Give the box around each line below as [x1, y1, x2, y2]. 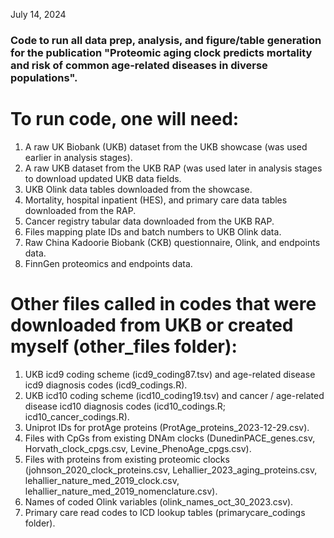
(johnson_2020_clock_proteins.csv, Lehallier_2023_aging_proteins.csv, [24, 464, 318, 476]
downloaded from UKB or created [10, 314, 294, 337]
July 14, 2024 [10, 9, 67, 20]
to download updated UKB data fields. [24, 172, 182, 184]
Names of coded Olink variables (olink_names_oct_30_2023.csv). [24, 495, 294, 508]
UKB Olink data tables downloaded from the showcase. [24, 183, 253, 195]
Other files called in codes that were [10, 293, 317, 316]
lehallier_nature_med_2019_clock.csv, [24, 474, 180, 486]
